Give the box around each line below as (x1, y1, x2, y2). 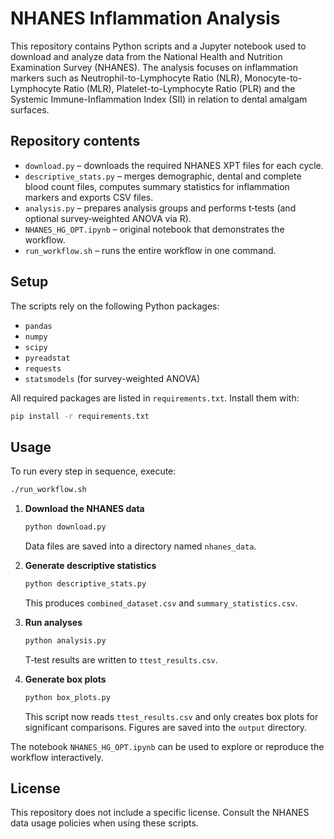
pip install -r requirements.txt (10, 411, 150, 421)
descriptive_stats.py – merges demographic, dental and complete (24, 170, 302, 182)
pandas (24, 321, 53, 331)
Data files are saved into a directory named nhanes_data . (24, 540, 257, 552)
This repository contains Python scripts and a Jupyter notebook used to (10, 40, 307, 52)
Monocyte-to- (244, 72, 303, 84)
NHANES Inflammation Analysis (10, 7, 281, 30)
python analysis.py (24, 635, 107, 646)
